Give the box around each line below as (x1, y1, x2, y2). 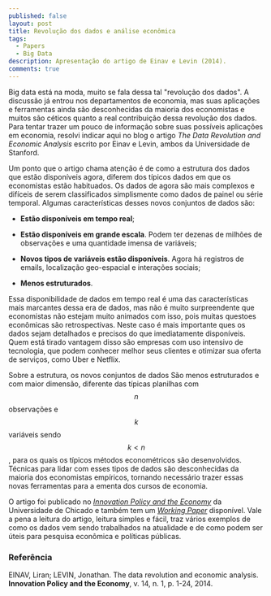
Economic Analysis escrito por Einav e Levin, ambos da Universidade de (8, 139, 250, 149)
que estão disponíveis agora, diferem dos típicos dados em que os (8, 172, 231, 181)
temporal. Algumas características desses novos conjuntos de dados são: (8, 198, 256, 207)
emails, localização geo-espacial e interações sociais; (19, 262, 201, 272)
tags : (8, 34, 27, 43)
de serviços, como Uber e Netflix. (8, 355, 121, 364)
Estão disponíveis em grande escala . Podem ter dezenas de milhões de (19, 229, 263, 239)
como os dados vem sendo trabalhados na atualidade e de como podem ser (8, 522, 264, 533)
